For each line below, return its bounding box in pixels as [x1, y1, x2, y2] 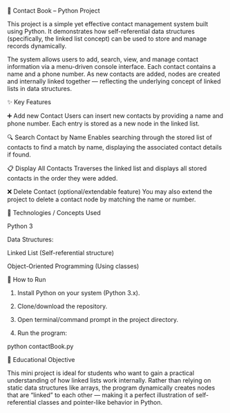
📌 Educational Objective [7, 356, 75, 363]
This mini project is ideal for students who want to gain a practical [7, 369, 195, 377]
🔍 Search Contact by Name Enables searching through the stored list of [7, 133, 213, 141]
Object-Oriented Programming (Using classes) [7, 262, 140, 270]
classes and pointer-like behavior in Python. [37, 399, 163, 406]
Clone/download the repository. [17, 302, 108, 310]
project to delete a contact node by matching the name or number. [7, 195, 196, 203]
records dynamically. [7, 42, 67, 50]
